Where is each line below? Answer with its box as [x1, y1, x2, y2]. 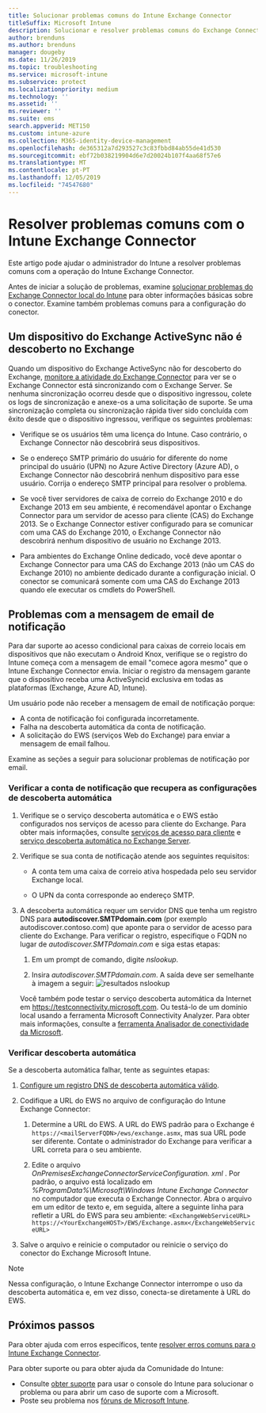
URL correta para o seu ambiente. [31, 1144, 142, 1154]
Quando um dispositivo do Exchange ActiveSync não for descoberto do [8, 364, 242, 373]
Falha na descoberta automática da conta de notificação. [19, 722, 207, 732]
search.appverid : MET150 [8, 122, 90, 130]
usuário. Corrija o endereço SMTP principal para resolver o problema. [19, 478, 248, 488]
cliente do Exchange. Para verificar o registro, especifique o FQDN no [19, 931, 248, 940]
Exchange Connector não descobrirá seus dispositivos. [19, 437, 200, 448]
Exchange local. [31, 874, 84, 884]
